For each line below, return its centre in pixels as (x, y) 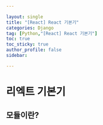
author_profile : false (34, 50)
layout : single (25, 17)
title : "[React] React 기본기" (43, 22)
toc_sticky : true (27, 44)
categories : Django (30, 28)
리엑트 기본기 (36, 92)
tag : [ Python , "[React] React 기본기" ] (52, 33)
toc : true (18, 39)
